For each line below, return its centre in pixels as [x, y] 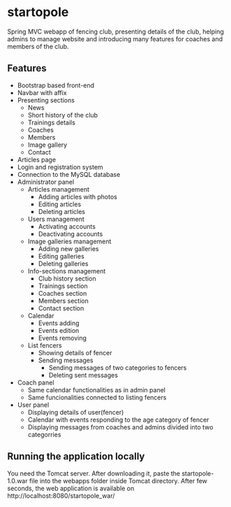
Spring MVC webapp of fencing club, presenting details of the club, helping [116, 31]
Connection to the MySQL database [69, 174]
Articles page [37, 159]
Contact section [61, 308]
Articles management [58, 189]
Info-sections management [67, 271]
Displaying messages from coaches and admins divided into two [120, 427]
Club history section [67, 278]
